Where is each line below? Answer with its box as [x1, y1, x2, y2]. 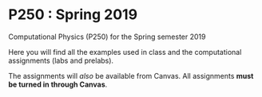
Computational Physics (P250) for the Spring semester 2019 [8, 32, 206, 41]
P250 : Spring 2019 [8, 6, 138, 24]
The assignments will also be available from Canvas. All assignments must [8, 71, 254, 80]
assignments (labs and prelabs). [8, 56, 114, 65]
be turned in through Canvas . [8, 80, 108, 89]
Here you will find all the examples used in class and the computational [8, 47, 242, 56]
